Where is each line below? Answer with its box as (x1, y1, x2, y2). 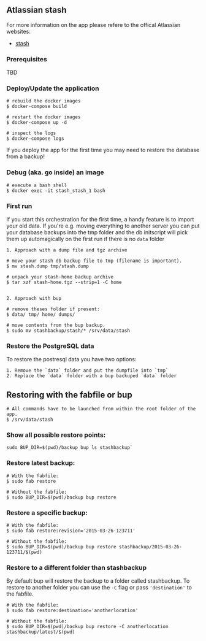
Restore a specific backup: (6, 509, 88, 517)
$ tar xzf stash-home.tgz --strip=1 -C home (6, 279, 122, 285)
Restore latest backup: (6, 459, 75, 467)
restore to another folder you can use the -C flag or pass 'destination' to (6, 584, 192, 591)
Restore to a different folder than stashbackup (6, 563, 147, 572)
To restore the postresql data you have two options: (6, 356, 137, 363)
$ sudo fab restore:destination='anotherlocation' (6, 607, 139, 614)
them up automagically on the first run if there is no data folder (6, 236, 164, 242)
